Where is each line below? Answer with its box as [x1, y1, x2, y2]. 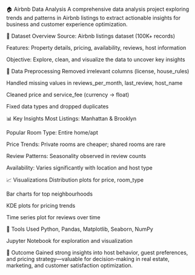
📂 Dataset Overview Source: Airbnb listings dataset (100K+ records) [6, 33, 176, 39]
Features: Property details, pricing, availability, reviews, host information [6, 44, 187, 51]
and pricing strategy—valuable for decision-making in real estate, [6, 256, 170, 262]
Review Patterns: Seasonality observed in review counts [6, 153, 147, 159]
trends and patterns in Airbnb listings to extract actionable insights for [6, 15, 181, 21]
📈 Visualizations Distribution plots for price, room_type [6, 176, 144, 184]
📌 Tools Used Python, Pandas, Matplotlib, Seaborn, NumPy [6, 225, 153, 233]
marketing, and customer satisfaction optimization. [6, 262, 133, 269]
